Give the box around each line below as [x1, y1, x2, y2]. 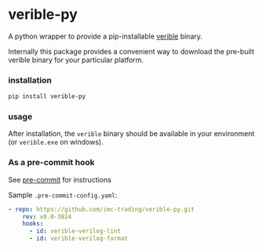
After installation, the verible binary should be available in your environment [8, 129, 255, 138]
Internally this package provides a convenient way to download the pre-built [8, 46, 254, 56]
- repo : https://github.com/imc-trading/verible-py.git [8, 205, 195, 213]
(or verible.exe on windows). [8, 138, 104, 147]
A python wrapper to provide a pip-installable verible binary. [8, 31, 203, 41]
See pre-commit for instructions [8, 175, 111, 184]
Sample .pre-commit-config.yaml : [8, 190, 118, 200]
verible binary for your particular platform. [8, 55, 144, 64]
